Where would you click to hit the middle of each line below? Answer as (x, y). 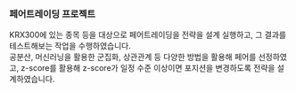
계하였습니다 (31, 79)
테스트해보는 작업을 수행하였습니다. (70, 46)
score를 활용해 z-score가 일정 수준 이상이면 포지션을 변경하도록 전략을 (152, 68)
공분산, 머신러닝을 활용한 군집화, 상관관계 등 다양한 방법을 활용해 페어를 (133, 57)
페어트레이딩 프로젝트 (53, 13)
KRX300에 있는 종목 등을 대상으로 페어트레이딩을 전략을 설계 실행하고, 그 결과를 (148, 35)
